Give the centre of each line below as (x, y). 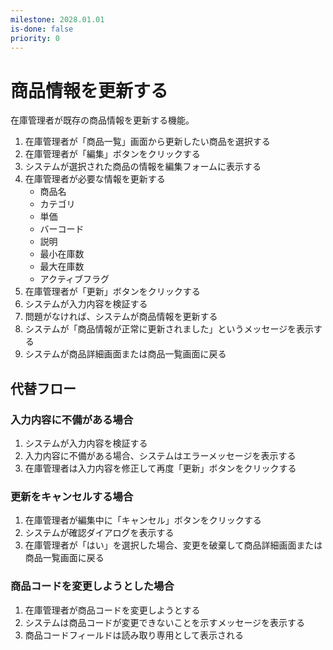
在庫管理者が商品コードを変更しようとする (112, 610)
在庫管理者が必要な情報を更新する (95, 179)
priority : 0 (35, 38)
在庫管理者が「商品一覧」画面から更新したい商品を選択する (147, 142)
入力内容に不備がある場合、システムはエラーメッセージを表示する (160, 455)
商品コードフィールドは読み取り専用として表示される (134, 635)
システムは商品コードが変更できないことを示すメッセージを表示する (165, 622)
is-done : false (42, 29)
